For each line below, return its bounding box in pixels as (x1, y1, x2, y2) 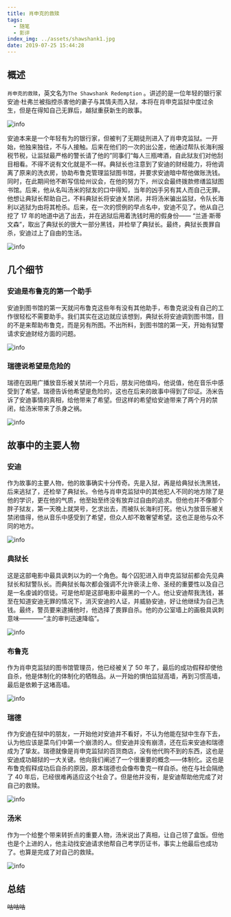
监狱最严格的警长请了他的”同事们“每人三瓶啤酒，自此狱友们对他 (36, 151, 218, 159)
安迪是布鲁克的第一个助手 (7, 286, 92, 296)
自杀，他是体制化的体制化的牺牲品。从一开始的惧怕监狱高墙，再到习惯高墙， (7, 672, 224, 680)
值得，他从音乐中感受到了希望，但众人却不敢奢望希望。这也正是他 (19, 514, 206, 522)
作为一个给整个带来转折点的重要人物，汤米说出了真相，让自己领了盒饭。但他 (7, 830, 224, 839)
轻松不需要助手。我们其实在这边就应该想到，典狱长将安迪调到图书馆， (19, 312, 218, 320)
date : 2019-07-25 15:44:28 (7, 42, 85, 49)
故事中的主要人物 (7, 440, 80, 452)
